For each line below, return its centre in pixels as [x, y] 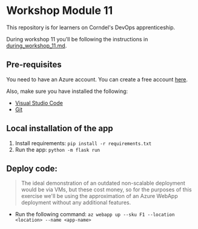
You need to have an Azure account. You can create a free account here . [97, 79]
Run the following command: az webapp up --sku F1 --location [95, 214]
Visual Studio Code [39, 103]
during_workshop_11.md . [37, 46]
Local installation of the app [60, 128]
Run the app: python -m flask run [58, 149]
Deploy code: [32, 169]
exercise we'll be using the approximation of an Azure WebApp [100, 196]
